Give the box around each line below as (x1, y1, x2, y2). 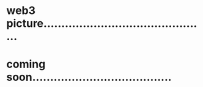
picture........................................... (6, 16, 197, 30)
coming (6, 57, 46, 71)
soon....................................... (6, 71, 172, 84)
